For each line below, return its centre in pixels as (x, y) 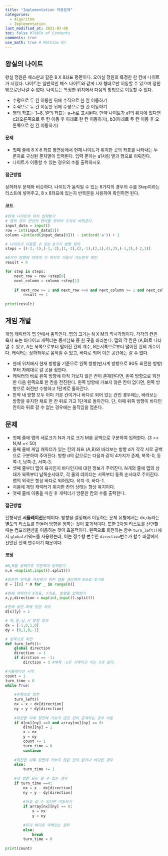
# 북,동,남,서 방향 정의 (27, 621)
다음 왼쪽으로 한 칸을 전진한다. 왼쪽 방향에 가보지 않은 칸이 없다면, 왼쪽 (86, 382)
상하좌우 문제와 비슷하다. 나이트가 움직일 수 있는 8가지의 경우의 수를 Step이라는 (82, 186)
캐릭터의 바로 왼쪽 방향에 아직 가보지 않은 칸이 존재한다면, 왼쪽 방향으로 (82, 376)
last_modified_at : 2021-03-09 (37, 29)
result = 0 (16, 263)
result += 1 (36, 295)
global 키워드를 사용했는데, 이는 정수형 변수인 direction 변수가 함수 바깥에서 (84, 536)
